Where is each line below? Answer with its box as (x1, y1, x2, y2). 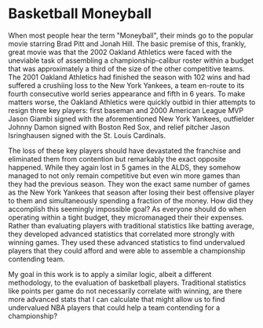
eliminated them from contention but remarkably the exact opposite (8, 154, 226, 163)
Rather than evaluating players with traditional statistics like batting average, (8, 220, 254, 230)
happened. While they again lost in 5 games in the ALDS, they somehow (8, 162, 241, 172)
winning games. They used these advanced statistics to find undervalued (8, 237, 246, 247)
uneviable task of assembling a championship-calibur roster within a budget (8, 56, 254, 65)
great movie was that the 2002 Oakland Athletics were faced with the (8, 47, 232, 56)
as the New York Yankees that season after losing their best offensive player (8, 188, 255, 197)
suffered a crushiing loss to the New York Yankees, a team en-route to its (8, 80, 245, 90)
